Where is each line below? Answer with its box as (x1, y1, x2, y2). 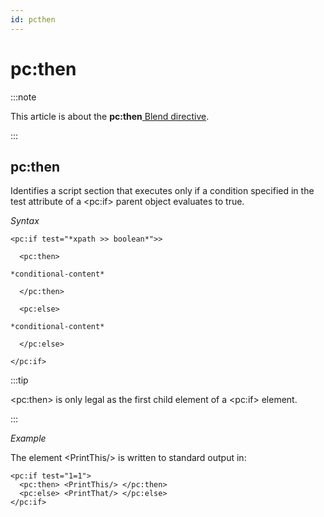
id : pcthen (10, 14, 56, 25)
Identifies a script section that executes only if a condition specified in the (10, 185, 315, 197)
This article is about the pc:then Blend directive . (10, 110, 210, 122)
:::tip (10, 374, 29, 386)
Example (10, 432, 47, 445)
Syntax (10, 215, 40, 227)
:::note (10, 91, 37, 103)
